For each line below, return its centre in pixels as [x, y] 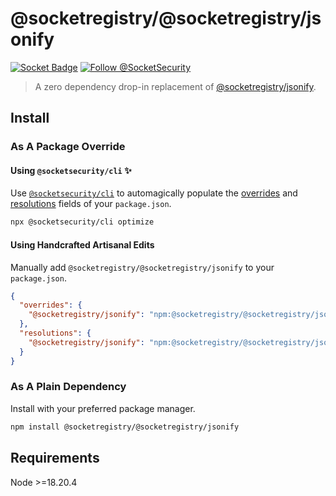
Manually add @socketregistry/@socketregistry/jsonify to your [142, 267]
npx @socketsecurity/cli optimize [82, 222]
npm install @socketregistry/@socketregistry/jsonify [125, 427]
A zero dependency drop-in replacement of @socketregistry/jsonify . [175, 86]
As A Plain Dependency [68, 387]
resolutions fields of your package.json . [91, 204]
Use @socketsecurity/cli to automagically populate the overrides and [154, 193]
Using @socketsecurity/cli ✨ [71, 170]
